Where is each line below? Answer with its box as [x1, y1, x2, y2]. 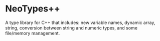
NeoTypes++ [5, 3, 60, 14]
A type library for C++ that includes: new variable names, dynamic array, [5, 19, 155, 25]
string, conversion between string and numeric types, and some [5, 24, 138, 30]
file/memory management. [5, 30, 60, 36]
